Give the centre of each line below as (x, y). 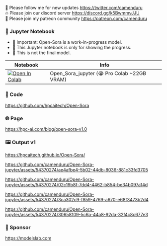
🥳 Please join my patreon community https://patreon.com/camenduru (76, 18)
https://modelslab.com (28, 238)
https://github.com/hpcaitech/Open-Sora (47, 105)
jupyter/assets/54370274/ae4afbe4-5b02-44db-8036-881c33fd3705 (77, 170)
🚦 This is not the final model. (42, 53)
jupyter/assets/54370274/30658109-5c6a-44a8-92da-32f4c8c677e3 (77, 215)
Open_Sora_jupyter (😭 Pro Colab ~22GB (98, 74)
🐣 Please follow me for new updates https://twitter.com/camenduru (74, 8)
